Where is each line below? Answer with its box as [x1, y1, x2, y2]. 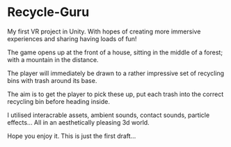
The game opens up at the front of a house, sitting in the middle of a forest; [7, 48, 223, 56]
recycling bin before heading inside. [7, 97, 110, 105]
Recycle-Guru [7, 4, 90, 20]
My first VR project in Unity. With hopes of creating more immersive [7, 27, 201, 36]
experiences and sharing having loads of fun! [7, 34, 137, 42]
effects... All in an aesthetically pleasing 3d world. [7, 118, 150, 126]
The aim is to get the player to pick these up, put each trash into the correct [7, 90, 224, 98]
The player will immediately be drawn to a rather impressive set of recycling [7, 69, 225, 77]
